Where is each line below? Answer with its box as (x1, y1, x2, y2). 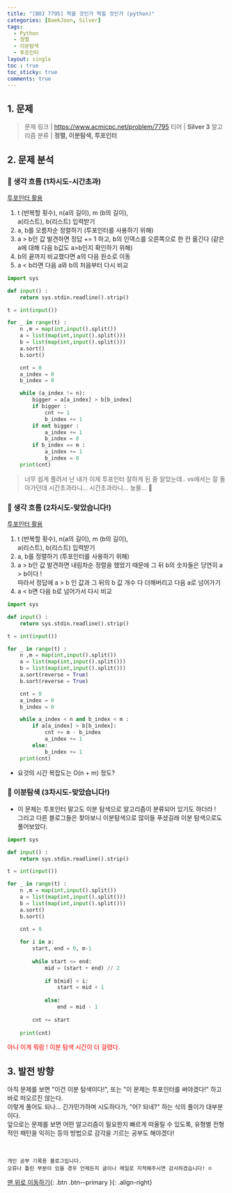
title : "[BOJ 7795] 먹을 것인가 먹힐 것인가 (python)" (7, 10, 155, 17)
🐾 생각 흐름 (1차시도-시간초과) (7, 176, 101, 186)
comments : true (7, 75, 52, 82)
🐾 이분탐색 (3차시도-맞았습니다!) (7, 787, 110, 797)
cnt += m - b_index (44, 729, 101, 736)
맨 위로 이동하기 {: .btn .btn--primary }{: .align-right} (7, 1178, 153, 1187)
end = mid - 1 (56, 1004, 98, 1011)
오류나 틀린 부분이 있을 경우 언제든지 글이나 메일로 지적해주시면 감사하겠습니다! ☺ (7, 1165, 212, 1172)
